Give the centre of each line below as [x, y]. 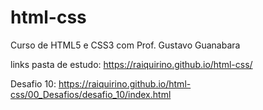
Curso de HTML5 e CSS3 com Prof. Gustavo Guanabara [125, 45]
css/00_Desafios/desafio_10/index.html [91, 94]
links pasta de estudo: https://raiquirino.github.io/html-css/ [131, 64]
